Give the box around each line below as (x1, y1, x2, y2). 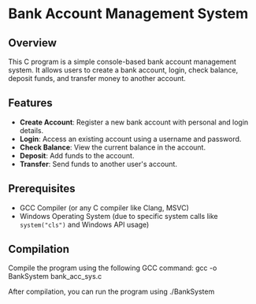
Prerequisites (8, 182, 76, 195)
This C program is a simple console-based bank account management (8, 57, 236, 66)
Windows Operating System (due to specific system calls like (19, 211, 218, 221)
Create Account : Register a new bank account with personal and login (19, 117, 249, 127)
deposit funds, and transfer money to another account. (8, 74, 187, 83)
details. (19, 125, 44, 135)
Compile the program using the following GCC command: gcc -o (8, 263, 217, 272)
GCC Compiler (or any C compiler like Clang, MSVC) (19, 202, 189, 213)
